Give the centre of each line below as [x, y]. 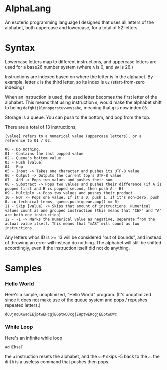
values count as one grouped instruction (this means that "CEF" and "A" [84, 210]
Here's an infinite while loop [34, 338]
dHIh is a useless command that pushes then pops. [57, 362]
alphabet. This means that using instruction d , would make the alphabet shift [84, 102]
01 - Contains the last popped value [44, 154]
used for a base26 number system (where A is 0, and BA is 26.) [69, 67]
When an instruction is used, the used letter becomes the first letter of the [81, 97]
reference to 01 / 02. [29, 140]
